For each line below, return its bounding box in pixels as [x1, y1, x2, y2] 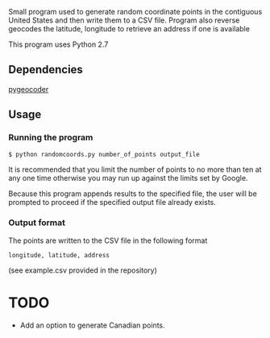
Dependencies [8, 63, 83, 77]
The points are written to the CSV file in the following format [8, 236, 208, 245]
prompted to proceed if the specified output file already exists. [8, 197, 216, 207]
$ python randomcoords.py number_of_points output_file [8, 150, 200, 158]
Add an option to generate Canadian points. [19, 320, 165, 330]
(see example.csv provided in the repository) [8, 265, 157, 275]
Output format [8, 217, 66, 228]
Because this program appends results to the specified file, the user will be [8, 189, 258, 198]
